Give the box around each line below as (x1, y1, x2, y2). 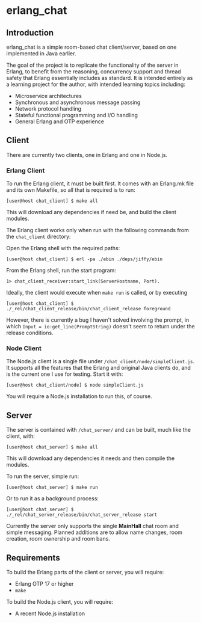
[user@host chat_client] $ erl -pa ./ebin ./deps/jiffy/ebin (6, 256, 163, 262)
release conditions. (6, 329, 54, 337)
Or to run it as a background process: (6, 495, 99, 502)
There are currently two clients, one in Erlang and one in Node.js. (6, 151, 167, 158)
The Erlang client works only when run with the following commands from (6, 227, 190, 234)
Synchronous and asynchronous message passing (14, 99, 141, 106)
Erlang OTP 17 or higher (14, 580, 74, 588)
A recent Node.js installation (14, 610, 85, 617)
